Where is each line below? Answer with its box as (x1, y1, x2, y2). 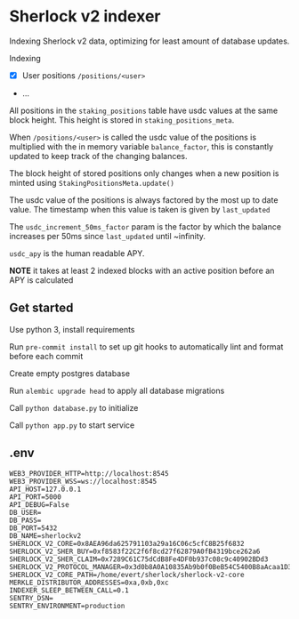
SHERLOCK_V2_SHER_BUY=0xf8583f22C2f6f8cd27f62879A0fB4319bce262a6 (9, 547, 261, 556)
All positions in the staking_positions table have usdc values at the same (9, 105, 279, 116)
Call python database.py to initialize (9, 402, 139, 413)
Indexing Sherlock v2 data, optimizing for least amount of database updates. (9, 36, 290, 46)
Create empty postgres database (9, 367, 131, 379)
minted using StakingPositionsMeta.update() (9, 178, 175, 188)
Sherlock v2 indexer (9, 6, 162, 27)
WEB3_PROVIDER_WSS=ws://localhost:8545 (9, 477, 158, 486)
